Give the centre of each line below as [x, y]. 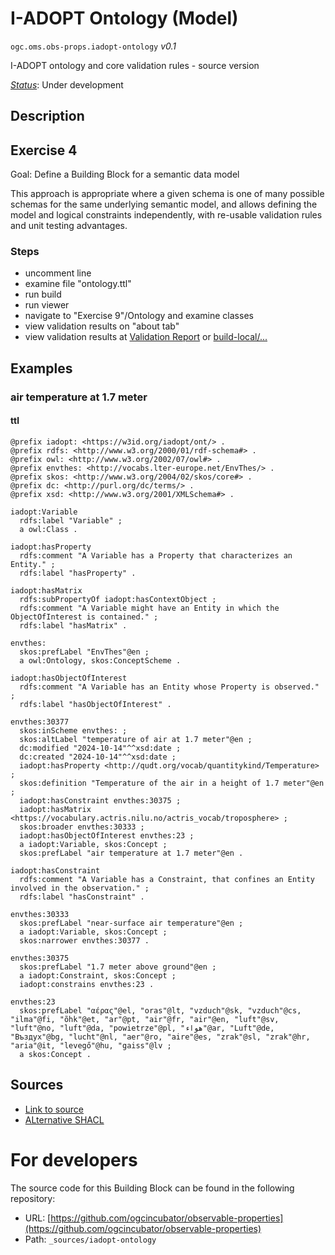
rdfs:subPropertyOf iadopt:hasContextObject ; [118, 599]
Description [47, 116]
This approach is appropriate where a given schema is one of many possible [167, 194]
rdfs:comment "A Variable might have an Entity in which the [149, 608]
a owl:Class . [48, 529]
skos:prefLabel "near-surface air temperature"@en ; [131, 923]
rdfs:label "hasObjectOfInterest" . [95, 704]
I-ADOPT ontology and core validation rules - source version [135, 65]
